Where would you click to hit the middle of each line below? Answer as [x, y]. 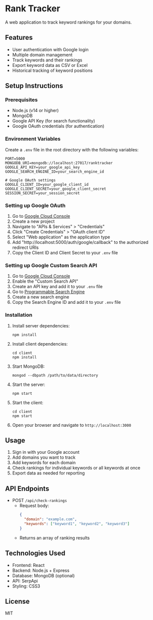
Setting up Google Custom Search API [51, 265]
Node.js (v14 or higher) [35, 111]
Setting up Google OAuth [35, 206]
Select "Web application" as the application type [61, 237]
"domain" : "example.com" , [50, 519]
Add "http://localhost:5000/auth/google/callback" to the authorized [80, 242]
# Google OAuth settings [30, 180]
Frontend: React [28, 565]
